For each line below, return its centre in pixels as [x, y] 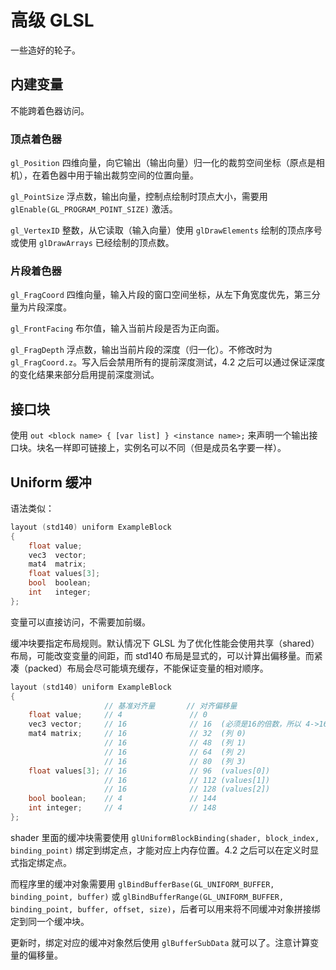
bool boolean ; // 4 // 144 [122, 799]
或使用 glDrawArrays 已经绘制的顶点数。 [92, 243]
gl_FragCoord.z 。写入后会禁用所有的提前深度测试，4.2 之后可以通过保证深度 [168, 362]
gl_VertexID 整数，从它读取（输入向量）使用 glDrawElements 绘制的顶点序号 [166, 230]
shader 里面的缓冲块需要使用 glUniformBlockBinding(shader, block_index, [165, 837]
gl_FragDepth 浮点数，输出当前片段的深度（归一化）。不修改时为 [141, 350]
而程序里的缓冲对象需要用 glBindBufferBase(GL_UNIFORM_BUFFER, [142, 883]
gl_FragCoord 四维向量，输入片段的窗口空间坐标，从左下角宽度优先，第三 [161, 295]
